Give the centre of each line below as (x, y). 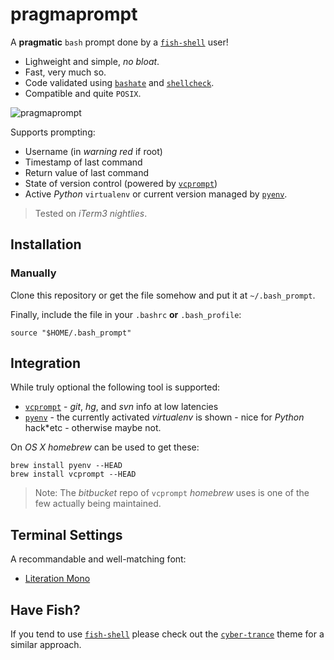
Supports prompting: (53, 132)
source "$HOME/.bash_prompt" (71, 333)
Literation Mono (57, 579)
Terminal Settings (66, 534)
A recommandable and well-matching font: (98, 559)
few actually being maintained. (98, 504)
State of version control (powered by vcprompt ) (121, 183)
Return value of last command (87, 172)
